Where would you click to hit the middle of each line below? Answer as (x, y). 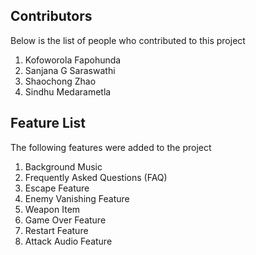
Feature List (48, 123)
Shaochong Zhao (60, 81)
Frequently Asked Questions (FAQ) (96, 177)
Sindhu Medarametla (68, 91)
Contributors (51, 16)
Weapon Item (52, 209)
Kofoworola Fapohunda (73, 60)
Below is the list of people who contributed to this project (128, 40)
